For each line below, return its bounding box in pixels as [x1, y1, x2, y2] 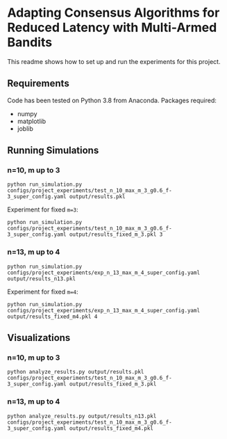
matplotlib [17, 117, 47, 125]
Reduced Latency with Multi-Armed [7, 19, 217, 35]
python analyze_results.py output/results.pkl [7, 369, 144, 376]
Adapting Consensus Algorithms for [7, 5, 220, 21]
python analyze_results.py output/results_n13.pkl [7, 413, 157, 420]
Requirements [7, 78, 69, 90]
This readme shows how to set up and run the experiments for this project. [7, 57, 221, 65]
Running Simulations [7, 145, 99, 157]
